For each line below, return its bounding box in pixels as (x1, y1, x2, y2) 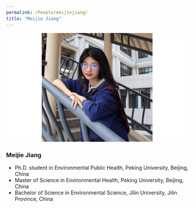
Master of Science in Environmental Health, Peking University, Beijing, (14, 177, 184, 184)
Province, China (14, 196, 53, 203)
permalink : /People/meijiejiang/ (6, 9, 88, 15)
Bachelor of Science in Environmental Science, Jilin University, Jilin (14, 189, 177, 196)
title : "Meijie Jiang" (6, 15, 62, 22)
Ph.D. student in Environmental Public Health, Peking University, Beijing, (14, 165, 189, 172)
